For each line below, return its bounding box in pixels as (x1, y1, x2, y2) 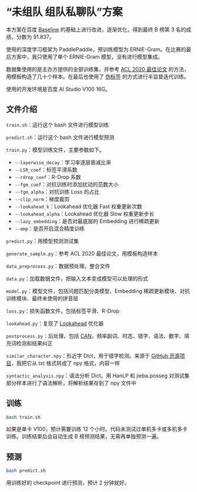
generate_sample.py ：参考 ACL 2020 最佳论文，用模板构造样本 (6, 250, 158, 257)
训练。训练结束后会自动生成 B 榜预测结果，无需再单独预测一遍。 (6, 433, 162, 440)
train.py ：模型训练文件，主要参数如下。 (6, 146, 105, 153)
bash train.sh (6, 414, 41, 420)
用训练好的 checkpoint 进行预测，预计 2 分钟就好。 (6, 479, 130, 486)
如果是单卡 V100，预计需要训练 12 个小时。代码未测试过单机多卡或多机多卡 (6, 425, 188, 433)
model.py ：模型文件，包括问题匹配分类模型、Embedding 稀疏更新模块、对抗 (6, 287, 191, 294)
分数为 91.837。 (16, 33, 55, 40)
